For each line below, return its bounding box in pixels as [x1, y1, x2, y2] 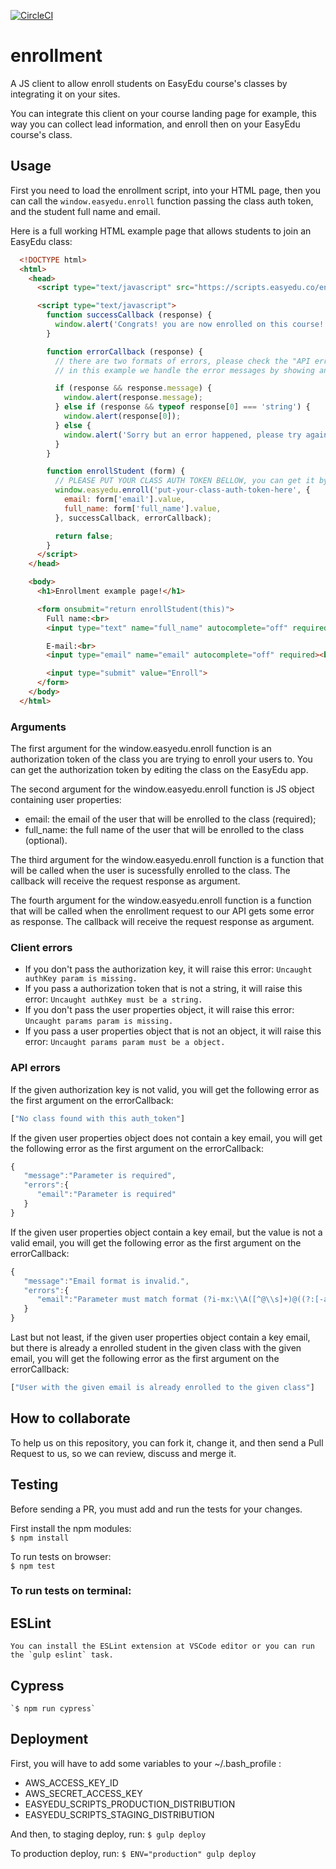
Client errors [10, 940, 73, 954]
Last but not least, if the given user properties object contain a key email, [10, 1331, 311, 1344]
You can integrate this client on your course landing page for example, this [10, 107, 317, 119]
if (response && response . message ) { [54, 383, 213, 394]
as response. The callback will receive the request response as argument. [10, 916, 315, 928]
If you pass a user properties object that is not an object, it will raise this [24, 1025, 322, 1037]
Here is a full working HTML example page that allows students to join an [10, 225, 312, 237]
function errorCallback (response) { [46, 346, 203, 357]
